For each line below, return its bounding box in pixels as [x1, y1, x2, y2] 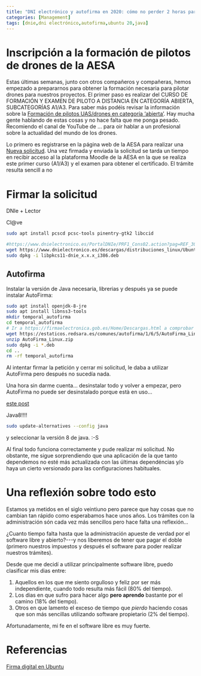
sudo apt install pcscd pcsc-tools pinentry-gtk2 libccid [6, 230, 154, 237]
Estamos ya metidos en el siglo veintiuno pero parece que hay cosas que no [6, 506, 194, 513]
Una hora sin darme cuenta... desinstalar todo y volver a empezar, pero [6, 382, 181, 389]
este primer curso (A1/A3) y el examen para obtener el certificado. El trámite [6, 160, 194, 167]
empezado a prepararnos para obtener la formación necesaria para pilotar [6, 85, 190, 92]
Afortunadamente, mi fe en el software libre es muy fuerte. [6, 622, 151, 630]
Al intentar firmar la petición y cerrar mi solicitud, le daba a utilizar [6, 364, 169, 371]
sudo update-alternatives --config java [6, 423, 109, 429]
